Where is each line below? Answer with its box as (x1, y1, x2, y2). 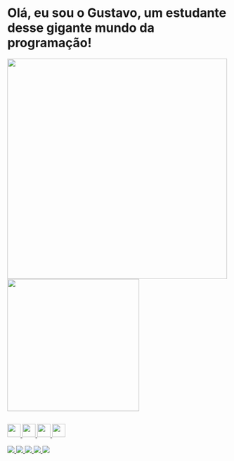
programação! (7, 35, 92, 51)
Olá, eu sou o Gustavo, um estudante (7, 5, 227, 21)
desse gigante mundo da (7, 20, 155, 36)
